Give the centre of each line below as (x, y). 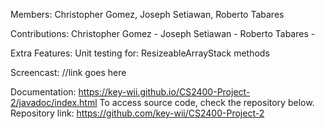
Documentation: (43, 92)
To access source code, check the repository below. (207, 102)
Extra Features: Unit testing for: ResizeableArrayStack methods (140, 53)
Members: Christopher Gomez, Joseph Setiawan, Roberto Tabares (147, 14)
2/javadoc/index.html (54, 102)
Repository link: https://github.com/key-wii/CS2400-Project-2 (137, 113)
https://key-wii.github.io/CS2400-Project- (164, 92)
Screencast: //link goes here (68, 72)
